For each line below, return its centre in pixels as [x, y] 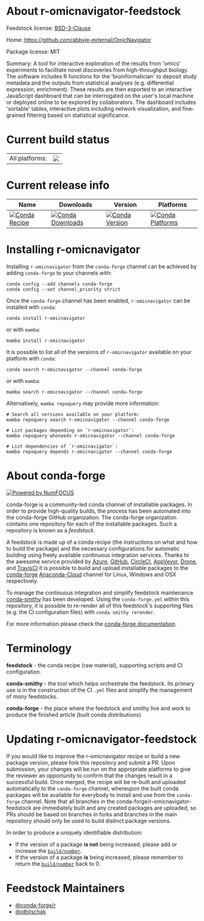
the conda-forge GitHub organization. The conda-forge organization [92, 517]
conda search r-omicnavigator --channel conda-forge [74, 369]
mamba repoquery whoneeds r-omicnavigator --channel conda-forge [90, 436]
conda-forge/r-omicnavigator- [154, 801]
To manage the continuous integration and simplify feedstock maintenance [100, 593]
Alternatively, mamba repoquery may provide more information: [83, 403]
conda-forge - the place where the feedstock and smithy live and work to [98, 708]
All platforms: [28, 158]
